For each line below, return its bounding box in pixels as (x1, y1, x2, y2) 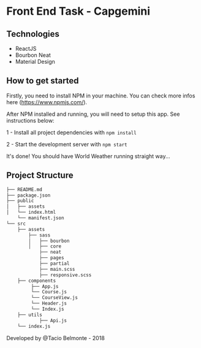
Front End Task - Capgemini (6, 4, 151, 18)
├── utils (17, 311, 43, 318)
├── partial (39, 260, 70, 267)
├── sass (28, 232, 51, 238)
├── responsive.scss (39, 271, 92, 278)
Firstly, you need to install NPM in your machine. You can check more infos (6, 92, 195, 99)
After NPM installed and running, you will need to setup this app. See (6, 110, 180, 118)
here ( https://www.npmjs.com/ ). (6, 98, 88, 105)
